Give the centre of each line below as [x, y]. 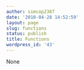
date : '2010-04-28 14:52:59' [43, 17]
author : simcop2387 [31, 12]
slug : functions [26, 28]
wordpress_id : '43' [31, 45]
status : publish [26, 34]
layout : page [22, 23]
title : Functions [28, 39]
